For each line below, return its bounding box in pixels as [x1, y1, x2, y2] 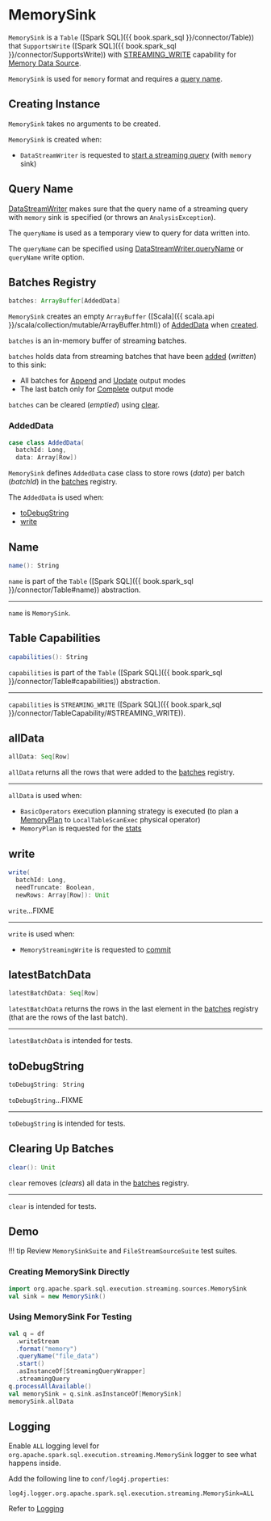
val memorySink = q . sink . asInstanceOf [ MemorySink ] [8, 1389, 182, 1398]
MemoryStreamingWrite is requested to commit [19, 944, 172, 954]
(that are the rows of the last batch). [8, 1012, 128, 1022]
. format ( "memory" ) [15, 1345, 78, 1353]
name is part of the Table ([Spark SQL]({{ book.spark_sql [8, 576, 194, 585]
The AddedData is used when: [8, 492, 105, 502]
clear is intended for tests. [8, 1201, 97, 1210]
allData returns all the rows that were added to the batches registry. [8, 767, 236, 777]
